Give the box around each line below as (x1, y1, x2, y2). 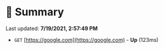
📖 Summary (5, 5, 64, 19)
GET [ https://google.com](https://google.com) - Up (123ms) (14, 36, 159, 43)
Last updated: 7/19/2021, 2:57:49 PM (5, 25, 98, 32)
